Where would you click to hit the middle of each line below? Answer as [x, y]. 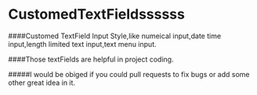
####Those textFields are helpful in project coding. [91, 59]
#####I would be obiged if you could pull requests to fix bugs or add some [129, 74]
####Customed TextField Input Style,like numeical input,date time [115, 36]
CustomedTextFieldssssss [97, 14]
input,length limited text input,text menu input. [82, 44]
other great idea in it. [42, 83]
